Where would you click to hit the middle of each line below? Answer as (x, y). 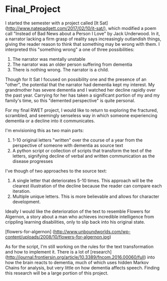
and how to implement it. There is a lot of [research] (59, 252)
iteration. (21, 191)
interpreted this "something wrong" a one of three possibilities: (70, 49)
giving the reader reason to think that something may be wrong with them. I (83, 44)
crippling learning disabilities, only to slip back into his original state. (75, 222)
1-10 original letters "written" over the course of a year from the (78, 140)
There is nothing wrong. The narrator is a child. (61, 70)
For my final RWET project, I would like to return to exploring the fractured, (82, 110)
